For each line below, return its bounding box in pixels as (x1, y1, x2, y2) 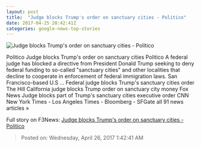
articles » (6, 104, 29, 112)
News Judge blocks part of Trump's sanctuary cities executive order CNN (6, 92, 189, 99)
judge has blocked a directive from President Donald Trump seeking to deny (6, 60, 194, 67)
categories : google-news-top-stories (6, 25, 101, 32)
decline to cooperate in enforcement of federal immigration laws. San (6, 73, 178, 80)
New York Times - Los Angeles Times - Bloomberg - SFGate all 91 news (6, 98, 184, 106)
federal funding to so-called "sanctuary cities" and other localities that (6, 67, 181, 74)
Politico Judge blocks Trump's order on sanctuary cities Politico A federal (6, 53, 188, 61)
